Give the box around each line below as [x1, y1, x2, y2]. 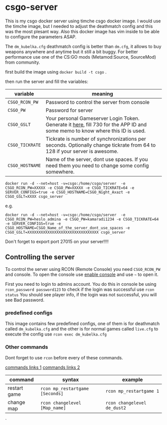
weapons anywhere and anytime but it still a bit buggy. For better [5, 49, 138, 55]
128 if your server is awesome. [45, 148, 118, 155]
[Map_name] [40, 405, 66, 411]
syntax [62, 376, 79, 383]
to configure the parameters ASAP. [5, 34, 77, 40]
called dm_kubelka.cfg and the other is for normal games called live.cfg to [5, 326, 159, 332]
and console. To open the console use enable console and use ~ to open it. [5, 271, 159, 277]
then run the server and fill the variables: [5, 79, 88, 85]
